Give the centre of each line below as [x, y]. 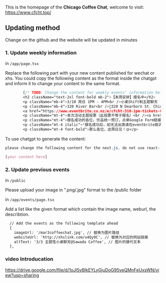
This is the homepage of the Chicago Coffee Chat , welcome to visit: [75, 7]
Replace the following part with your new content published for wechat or [80, 73]
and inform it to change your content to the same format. [63, 84]
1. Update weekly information [41, 52]
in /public [15, 181]
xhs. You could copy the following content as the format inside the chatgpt [81, 78]
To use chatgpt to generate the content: [46, 139]
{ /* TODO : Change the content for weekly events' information [88, 93]
